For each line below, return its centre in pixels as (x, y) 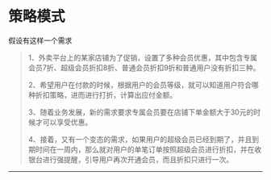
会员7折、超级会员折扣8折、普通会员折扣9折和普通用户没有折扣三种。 (144, 67)
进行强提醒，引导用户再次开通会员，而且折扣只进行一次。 (138, 159)
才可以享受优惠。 (64, 122)
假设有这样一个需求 (40, 40)
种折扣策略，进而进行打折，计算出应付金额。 (102, 94)
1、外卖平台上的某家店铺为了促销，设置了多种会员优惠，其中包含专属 (143, 57)
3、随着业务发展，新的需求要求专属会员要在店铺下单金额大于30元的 (141, 112)
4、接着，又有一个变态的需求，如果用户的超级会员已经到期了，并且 (140, 139)
